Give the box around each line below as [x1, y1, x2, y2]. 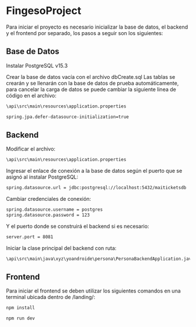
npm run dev [6, 315, 35, 322]
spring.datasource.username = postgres [6, 207, 103, 213]
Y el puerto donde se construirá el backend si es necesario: [6, 222, 149, 229]
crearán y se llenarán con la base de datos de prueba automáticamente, [6, 79, 179, 86]
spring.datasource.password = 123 [6, 212, 90, 218]
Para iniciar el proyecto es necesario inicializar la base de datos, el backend [6, 23, 188, 30]
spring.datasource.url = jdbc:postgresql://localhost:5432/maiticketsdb [6, 185, 187, 191]
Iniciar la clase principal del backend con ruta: [6, 244, 117, 252]
